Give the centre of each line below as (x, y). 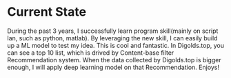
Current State (47, 12)
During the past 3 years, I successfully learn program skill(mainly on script (113, 31)
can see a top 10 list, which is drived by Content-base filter (91, 53)
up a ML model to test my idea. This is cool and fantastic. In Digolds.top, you (115, 45)
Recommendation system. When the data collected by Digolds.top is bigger (114, 60)
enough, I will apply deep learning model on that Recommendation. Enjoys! (113, 67)
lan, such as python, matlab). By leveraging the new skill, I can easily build (112, 38)
